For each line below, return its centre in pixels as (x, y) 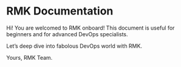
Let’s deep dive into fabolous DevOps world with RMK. (74, 46)
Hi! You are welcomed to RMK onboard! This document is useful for (90, 28)
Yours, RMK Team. (29, 57)
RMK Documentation (60, 11)
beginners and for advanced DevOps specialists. (67, 34)
